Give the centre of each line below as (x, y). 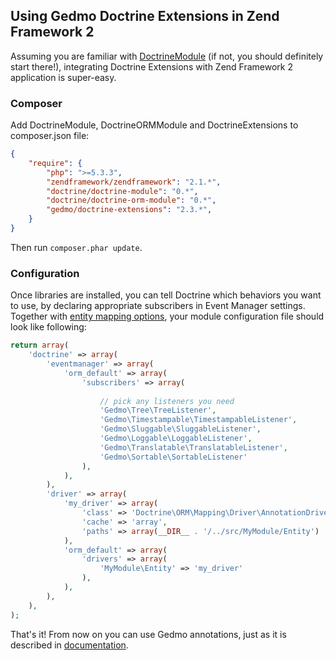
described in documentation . (69, 645)
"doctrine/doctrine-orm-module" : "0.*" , (131, 200)
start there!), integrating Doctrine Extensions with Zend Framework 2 (152, 66)
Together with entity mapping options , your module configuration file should (167, 316)
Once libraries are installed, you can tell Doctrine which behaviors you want (166, 295)
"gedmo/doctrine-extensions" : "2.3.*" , (129, 210)
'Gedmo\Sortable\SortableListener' (173, 457)
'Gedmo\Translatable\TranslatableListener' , (193, 447)
